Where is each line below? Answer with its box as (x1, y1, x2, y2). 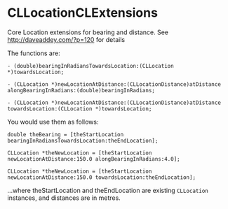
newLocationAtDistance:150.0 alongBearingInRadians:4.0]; (7, 155, 180, 162)
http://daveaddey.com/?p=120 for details (7, 35, 125, 43)
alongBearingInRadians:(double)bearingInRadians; (7, 87, 156, 94)
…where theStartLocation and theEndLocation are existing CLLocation (7, 186, 209, 194)
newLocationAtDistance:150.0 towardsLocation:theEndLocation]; (7, 173, 196, 181)
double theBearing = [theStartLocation (7, 131, 124, 138)
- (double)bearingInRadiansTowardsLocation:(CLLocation (7, 62, 174, 69)
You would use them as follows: (7, 117, 99, 126)
